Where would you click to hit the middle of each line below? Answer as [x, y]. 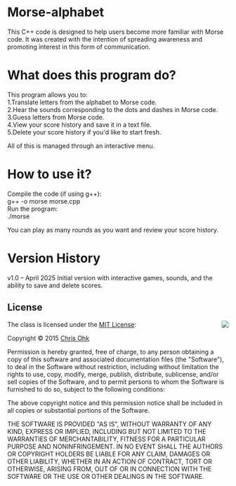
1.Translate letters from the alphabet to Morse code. [82, 102]
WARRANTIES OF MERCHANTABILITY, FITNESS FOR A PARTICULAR [106, 439]
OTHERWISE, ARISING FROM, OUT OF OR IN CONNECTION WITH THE [110, 468]
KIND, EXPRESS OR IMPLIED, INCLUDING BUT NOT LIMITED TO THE [107, 431]
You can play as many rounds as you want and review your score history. [113, 230]
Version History [54, 258]
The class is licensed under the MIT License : [72, 324]
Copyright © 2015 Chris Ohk [48, 338]
